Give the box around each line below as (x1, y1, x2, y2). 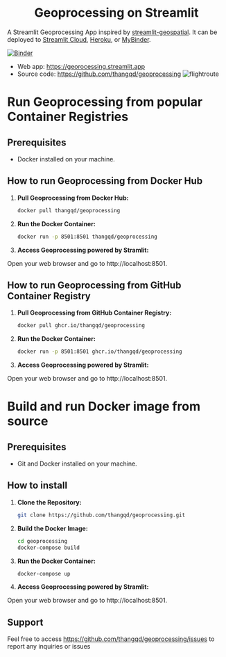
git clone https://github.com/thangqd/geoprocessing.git (17, 512, 186, 519)
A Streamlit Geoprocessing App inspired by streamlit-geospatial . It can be (7, 28, 218, 36)
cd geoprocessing (17, 537, 68, 544)
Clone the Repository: (17, 498, 82, 506)
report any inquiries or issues (7, 642, 91, 651)
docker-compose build (17, 544, 80, 551)
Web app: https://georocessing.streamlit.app (17, 62, 146, 70)
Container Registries (7, 109, 129, 125)
